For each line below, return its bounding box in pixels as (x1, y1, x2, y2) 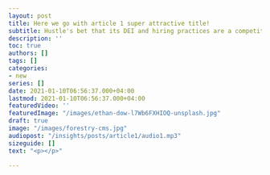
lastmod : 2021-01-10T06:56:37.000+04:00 (8, 94, 146, 102)
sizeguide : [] (8, 139, 56, 148)
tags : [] (8, 57, 38, 65)
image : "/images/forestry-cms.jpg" (8, 124, 128, 132)
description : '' (8, 34, 63, 43)
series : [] (8, 79, 45, 87)
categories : (8, 65, 48, 73)
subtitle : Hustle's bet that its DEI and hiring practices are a (8, 27, 231, 35)
